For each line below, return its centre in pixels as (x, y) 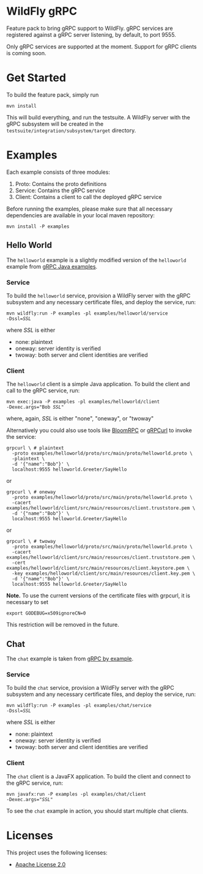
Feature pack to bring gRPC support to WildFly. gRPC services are (90, 28)
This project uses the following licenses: (57, 853)
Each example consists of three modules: (58, 172)
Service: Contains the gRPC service (60, 190)
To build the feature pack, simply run (53, 95)
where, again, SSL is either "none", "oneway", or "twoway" (80, 419)
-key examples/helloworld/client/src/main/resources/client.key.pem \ (104, 573)
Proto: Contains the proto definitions (61, 184)
